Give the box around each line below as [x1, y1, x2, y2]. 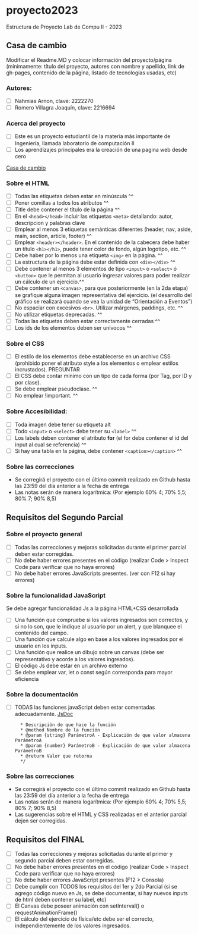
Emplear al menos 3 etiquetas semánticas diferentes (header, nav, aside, [14, 226, 193, 233]
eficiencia [14, 675, 39, 682]
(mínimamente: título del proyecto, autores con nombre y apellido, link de [6, 62, 185, 70]
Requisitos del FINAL [6, 834, 85, 845]
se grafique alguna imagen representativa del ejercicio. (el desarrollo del [14, 291, 192, 298]
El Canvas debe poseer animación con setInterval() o [14, 902, 145, 909]
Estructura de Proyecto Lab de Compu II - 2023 [6, 23, 123, 30]
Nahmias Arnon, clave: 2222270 [14, 98, 94, 105]
